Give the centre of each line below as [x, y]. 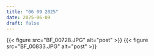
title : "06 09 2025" [33, 12]
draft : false [23, 23]
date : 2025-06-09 [28, 17]
